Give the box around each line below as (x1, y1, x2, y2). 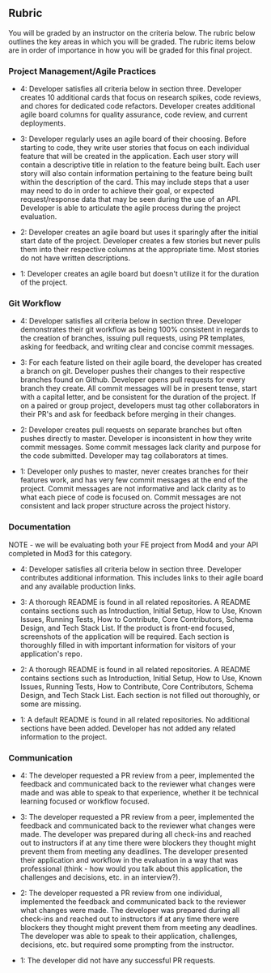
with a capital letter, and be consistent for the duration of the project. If (19, 392, 256, 402)
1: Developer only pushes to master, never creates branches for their (19, 466, 249, 477)
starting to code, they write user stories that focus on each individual (19, 143, 250, 152)
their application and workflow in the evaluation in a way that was (19, 855, 239, 864)
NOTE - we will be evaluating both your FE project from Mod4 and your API (8, 539, 259, 550)
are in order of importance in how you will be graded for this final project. (8, 45, 252, 55)
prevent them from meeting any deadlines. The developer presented (19, 847, 248, 856)
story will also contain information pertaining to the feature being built (19, 169, 253, 178)
